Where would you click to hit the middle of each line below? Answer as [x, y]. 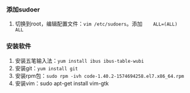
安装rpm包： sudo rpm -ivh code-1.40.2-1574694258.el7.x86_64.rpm [100, 75]
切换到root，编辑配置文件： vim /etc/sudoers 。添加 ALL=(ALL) [96, 24]
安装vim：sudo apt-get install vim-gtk [62, 83]
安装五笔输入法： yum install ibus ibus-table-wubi [79, 60]
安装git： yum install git [46, 68]
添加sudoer [23, 9]
